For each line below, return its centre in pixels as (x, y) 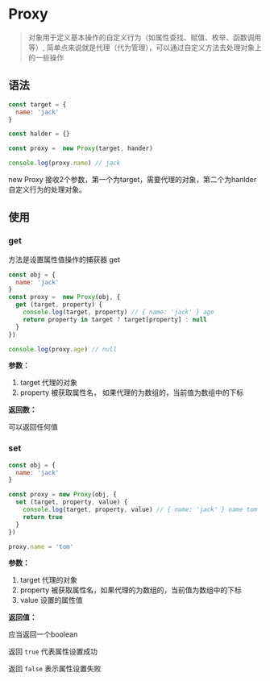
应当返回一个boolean (43, 634)
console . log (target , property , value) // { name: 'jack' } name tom (140, 510)
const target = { (37, 104)
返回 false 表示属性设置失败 (55, 669)
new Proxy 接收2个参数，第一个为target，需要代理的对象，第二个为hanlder (133, 179)
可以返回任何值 (33, 427)
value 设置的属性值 (51, 600)
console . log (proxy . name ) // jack (64, 163)
